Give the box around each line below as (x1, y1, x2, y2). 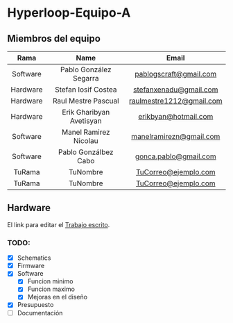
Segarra (72, 74, 99, 83)
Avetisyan (69, 116, 102, 126)
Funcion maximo (27, 285, 75, 293)
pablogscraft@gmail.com (135, 69, 217, 78)
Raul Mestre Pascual (52, 96, 119, 106)
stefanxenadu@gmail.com (132, 85, 218, 94)
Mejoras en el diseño (27, 293, 88, 301)
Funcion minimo (27, 277, 74, 285)
